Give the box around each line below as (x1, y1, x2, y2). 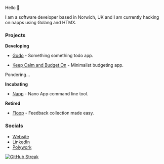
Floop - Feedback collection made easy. (12, 110, 94, 116)
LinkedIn (12, 139, 30, 145)
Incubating (5, 82, 28, 87)
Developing (5, 43, 30, 49)
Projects (5, 32, 26, 39)
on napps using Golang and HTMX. (5, 20, 77, 25)
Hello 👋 (5, 5, 20, 10)
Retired (5, 100, 21, 106)
